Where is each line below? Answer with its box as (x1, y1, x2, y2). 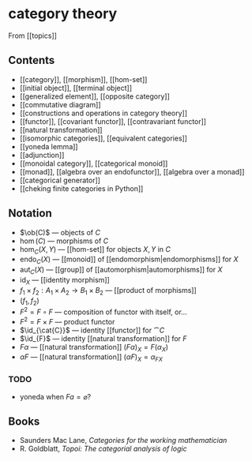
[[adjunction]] (19, 150, 65, 159)
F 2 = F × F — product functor (19, 316, 115, 326)
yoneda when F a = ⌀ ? (19, 392, 92, 401)
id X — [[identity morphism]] (19, 275, 111, 287)
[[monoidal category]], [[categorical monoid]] (19, 159, 168, 168)
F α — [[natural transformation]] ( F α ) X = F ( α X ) (19, 342, 168, 354)
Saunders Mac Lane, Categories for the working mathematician (19, 436, 228, 445)
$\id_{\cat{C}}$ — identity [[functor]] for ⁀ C (19, 325, 165, 335)
